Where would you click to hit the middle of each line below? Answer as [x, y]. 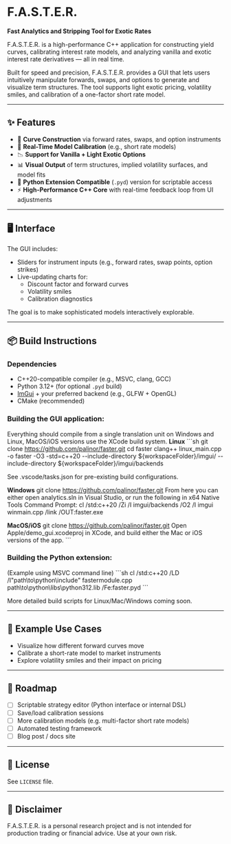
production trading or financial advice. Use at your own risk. [92, 833]
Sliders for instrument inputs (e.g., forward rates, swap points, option [115, 262]
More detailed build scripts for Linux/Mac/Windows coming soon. [100, 601]
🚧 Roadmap [32, 689]
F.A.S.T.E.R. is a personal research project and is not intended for [99, 826]
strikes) [28, 269]
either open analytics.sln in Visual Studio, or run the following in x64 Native [113, 497]
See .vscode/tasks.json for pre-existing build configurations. [93, 476]
